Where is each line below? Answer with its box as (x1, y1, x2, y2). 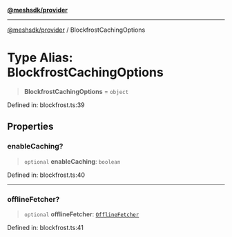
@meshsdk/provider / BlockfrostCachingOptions (7, 26, 146, 34)
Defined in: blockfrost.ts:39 (7, 100, 85, 109)
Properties (7, 121, 54, 133)
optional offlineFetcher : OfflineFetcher (23, 210, 139, 218)
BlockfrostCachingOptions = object (23, 87, 129, 95)
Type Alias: (7, 50, 74, 66)
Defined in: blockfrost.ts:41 (7, 223, 84, 231)
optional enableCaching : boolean (23, 157, 121, 165)
